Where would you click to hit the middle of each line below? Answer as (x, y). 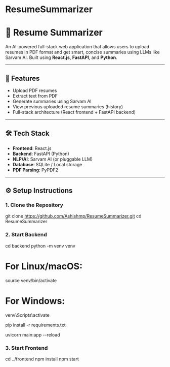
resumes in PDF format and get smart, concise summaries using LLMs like (83, 52)
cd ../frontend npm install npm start (42, 359)
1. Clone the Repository (34, 205)
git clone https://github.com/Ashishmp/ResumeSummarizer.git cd (73, 216)
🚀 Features (23, 78)
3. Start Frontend (27, 348)
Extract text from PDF (35, 96)
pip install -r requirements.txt (35, 325)
